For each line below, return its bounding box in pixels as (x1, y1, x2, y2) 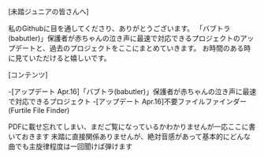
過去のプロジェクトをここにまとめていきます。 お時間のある (49, 43, 244, 53)
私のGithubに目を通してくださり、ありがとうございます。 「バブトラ (8, 24, 231, 33)
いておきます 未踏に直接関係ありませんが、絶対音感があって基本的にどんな (8, 132, 251, 141)
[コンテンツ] (8, 70, 49, 79)
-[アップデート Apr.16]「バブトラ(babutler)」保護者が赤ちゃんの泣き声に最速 (8, 87, 257, 96)
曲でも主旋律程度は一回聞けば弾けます (8, 141, 132, 151)
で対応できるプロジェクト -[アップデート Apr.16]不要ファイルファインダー (8, 97, 247, 106)
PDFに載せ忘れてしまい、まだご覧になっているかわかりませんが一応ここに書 (8, 122, 256, 131)
